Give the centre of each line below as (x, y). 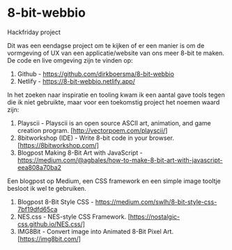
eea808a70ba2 (39, 167)
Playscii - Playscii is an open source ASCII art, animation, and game (114, 123)
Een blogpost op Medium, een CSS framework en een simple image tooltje (114, 181)
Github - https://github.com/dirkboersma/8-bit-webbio (95, 74)
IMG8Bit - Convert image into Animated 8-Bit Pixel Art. (95, 231)
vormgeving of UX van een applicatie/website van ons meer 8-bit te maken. (116, 53)
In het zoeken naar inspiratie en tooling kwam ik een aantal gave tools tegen (116, 95)
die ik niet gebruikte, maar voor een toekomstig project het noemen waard (114, 102)
